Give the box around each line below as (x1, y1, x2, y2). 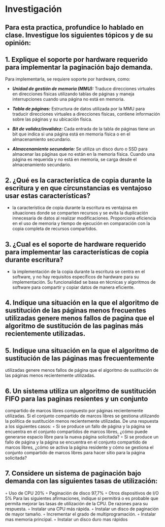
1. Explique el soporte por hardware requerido (5, 55, 148, 64)
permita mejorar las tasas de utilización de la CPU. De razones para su (5, 500, 148, 506)
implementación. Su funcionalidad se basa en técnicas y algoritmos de (12, 279, 156, 285)
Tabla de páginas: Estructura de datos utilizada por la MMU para (12, 106, 145, 112)
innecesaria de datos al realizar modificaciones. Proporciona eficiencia (12, 215, 156, 221)
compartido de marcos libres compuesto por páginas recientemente (5, 408, 143, 414)
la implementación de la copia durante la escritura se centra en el (12, 268, 145, 275)
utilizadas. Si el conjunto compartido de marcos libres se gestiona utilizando (5, 413, 160, 419)
